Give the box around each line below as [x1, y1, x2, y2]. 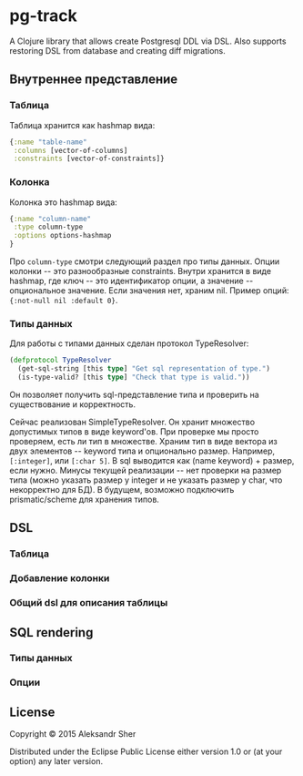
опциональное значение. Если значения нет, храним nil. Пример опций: [9, 285, 289, 296]
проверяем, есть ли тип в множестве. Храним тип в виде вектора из [9, 435, 278, 446]
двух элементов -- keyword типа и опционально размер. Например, [9, 445, 276, 456]
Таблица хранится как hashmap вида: [9, 119, 156, 130]
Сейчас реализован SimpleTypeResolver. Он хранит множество [9, 416, 256, 427]
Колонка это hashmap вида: [9, 197, 118, 208]
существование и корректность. [9, 398, 136, 410]
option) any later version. [9, 756, 103, 767]
